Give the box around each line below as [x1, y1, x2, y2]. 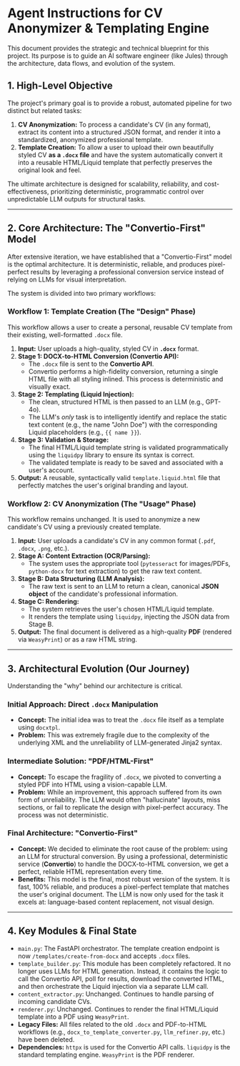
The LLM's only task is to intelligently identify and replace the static [28, 412, 227, 421]
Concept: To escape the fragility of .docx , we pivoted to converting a [17, 772, 221, 781]
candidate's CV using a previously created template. [7, 523, 161, 532]
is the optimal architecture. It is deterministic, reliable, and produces [7, 259, 207, 269]
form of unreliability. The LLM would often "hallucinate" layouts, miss [17, 795, 221, 804]
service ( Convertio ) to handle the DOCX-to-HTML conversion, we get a [17, 860, 229, 868]
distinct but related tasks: [7, 106, 82, 115]
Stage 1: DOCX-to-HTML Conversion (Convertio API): [17, 352, 179, 360]
